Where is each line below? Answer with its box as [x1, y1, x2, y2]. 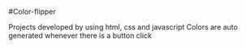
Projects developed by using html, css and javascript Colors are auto [8, 22, 238, 31]
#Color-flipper [8, 7, 56, 16]
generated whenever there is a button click [8, 31, 153, 40]
